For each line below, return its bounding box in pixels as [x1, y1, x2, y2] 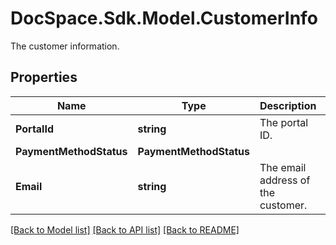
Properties [10, 69, 78, 86]
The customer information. [10, 40, 120, 52]
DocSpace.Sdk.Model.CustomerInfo [10, 7, 318, 30]
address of [259, 173, 311, 187]
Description [259, 98, 317, 112]
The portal [259, 115, 309, 129]
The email [259, 160, 307, 174]
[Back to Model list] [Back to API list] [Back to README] [10, 223, 240, 236]
